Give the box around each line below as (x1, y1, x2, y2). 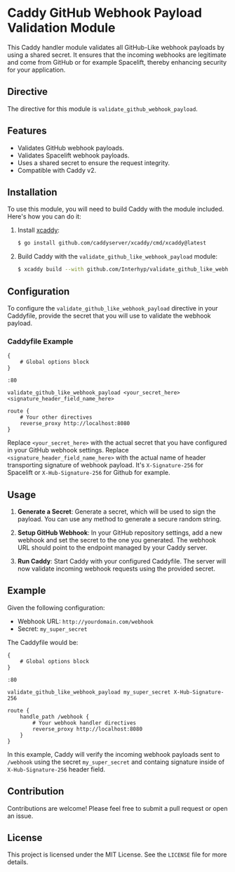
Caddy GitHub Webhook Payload (7, 5, 202, 21)
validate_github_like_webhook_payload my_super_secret (7, 689, 171, 696)
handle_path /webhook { (20, 713, 90, 720)
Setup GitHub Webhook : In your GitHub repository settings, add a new (17, 528, 222, 537)
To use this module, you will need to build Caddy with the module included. (7, 205, 224, 214)
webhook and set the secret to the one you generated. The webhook (17, 536, 216, 545)
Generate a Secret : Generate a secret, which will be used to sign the (17, 507, 216, 516)
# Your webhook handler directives (32, 719, 137, 727)
